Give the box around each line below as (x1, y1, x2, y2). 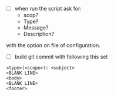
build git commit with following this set (14, 53, 108, 61)
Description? (23, 31, 55, 38)
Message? (23, 24, 49, 31)
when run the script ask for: (14, 5, 82, 12)
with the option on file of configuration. (6, 42, 101, 49)
